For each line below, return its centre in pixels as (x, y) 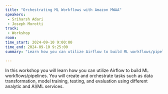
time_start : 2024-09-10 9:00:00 (39, 42)
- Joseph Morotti (25, 24)
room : (11, 38)
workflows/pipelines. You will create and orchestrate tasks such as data (79, 75)
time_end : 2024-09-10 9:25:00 (37, 47)
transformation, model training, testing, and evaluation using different (76, 81)
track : (12, 28)
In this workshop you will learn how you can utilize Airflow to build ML (77, 70)
